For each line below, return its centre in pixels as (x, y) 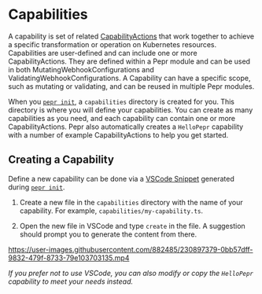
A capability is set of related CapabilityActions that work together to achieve (131, 36)
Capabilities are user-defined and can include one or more (103, 53)
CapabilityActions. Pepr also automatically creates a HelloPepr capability (126, 127)
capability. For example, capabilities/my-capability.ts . (111, 211)
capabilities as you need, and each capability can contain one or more (122, 118)
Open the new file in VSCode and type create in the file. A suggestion (132, 226)
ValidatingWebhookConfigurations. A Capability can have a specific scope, (129, 78)
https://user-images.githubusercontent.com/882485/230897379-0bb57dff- (131, 249)
